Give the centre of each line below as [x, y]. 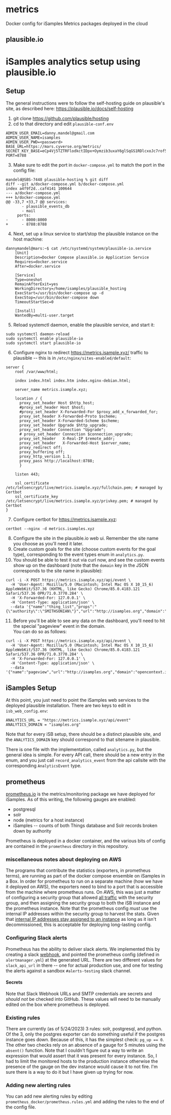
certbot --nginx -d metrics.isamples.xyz [50, 529]
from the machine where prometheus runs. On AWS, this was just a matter [83, 892]
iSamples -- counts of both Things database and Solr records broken [85, 825]
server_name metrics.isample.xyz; [51, 390]
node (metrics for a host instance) [49, 820]
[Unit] [22, 253]
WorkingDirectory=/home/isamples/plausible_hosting [71, 289]
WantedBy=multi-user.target [44, 315]
